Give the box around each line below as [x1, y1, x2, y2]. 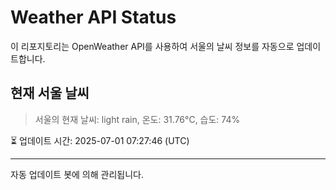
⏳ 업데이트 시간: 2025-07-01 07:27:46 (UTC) [10, 134, 190, 146]
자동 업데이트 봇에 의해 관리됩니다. [10, 168, 144, 180]
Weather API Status [10, 6, 177, 29]
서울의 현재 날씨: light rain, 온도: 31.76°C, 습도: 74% [34, 113, 241, 125]
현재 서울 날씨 [10, 85, 90, 102]
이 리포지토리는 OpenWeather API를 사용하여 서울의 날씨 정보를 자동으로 [10, 40, 295, 52]
